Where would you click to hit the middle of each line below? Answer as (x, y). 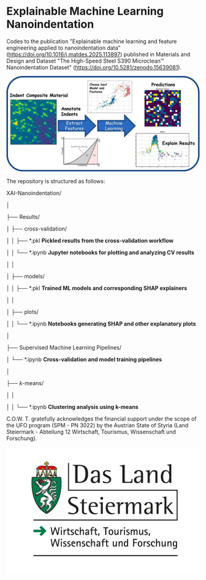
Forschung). (22, 438)
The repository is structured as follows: (56, 181)
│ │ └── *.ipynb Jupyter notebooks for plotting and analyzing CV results (101, 252)
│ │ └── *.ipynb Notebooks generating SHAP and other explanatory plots (101, 324)
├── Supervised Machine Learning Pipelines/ (64, 347)
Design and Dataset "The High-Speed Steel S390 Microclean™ (85, 61)
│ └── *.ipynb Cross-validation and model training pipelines (84, 359)
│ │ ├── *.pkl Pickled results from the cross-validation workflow (90, 240)
